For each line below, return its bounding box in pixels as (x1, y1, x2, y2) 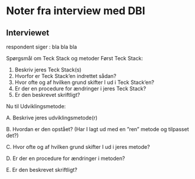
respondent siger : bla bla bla (6, 43, 77, 50)
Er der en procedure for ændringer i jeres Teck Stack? (14, 85, 147, 92)
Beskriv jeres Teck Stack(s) (14, 66, 82, 73)
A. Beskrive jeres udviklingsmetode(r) (6, 114, 97, 121)
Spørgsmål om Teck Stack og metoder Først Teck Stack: (6, 55, 144, 61)
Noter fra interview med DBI (6, 4, 146, 18)
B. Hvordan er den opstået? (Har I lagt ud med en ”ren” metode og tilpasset (6, 126, 189, 132)
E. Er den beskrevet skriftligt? (6, 167, 78, 173)
